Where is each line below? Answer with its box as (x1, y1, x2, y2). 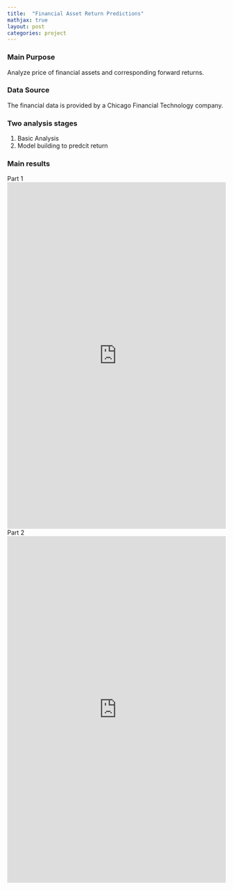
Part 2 (7, 528, 25, 537)
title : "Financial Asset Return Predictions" (7, 10, 144, 17)
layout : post (7, 23, 45, 30)
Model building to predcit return (17, 141, 109, 150)
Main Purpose (7, 53, 55, 62)
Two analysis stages (7, 119, 78, 128)
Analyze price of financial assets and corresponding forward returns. (7, 68, 205, 76)
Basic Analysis (17, 134, 59, 143)
